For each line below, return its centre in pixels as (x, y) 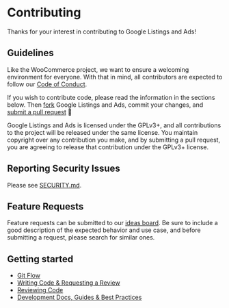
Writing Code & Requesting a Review (69, 283)
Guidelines (30, 53)
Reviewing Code (40, 290)
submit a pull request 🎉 (40, 112)
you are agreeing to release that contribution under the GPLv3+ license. (108, 147)
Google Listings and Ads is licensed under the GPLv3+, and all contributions (114, 125)
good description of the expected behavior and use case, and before (104, 230)
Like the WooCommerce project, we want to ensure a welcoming (98, 69)
